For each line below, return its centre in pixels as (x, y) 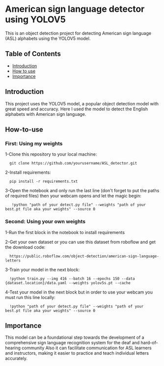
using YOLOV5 (36, 19)
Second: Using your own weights (45, 222)
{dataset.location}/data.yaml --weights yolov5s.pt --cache (68, 283)
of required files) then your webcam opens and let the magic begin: (73, 196)
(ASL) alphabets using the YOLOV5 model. (48, 38)
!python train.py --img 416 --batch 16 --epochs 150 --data (72, 279)
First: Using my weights (34, 143)
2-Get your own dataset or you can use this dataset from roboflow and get (81, 242)
